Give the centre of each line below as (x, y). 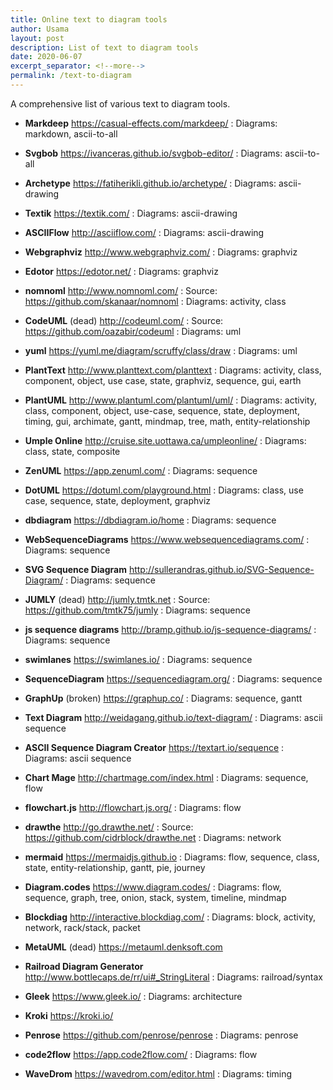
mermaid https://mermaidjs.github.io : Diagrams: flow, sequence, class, (172, 857)
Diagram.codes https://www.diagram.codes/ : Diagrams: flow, (153, 887)
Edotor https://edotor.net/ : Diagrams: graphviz (121, 271)
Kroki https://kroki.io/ (69, 1015)
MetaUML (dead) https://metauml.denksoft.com (123, 947)
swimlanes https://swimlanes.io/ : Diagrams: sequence (138, 659)
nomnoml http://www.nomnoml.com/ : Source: (121, 290)
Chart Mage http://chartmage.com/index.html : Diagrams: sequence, (166, 777)
